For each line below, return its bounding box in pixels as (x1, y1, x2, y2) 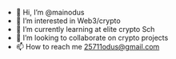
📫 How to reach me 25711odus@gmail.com (15, 42, 160, 51)
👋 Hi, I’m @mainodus (15, 8, 85, 17)
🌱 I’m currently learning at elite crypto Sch (15, 25, 155, 33)
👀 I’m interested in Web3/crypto (15, 16, 122, 26)
